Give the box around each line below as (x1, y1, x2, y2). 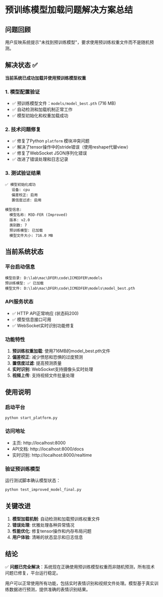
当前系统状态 (5, 248, 44, 256)
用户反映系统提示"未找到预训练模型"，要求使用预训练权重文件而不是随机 (5, 40, 150, 45)
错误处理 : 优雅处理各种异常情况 (12, 522, 74, 528)
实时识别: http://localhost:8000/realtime (12, 452, 92, 458)
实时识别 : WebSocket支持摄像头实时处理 (12, 366, 93, 372)
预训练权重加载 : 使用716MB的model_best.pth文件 (12, 348, 110, 354)
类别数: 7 (9, 223, 27, 228)
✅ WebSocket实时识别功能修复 (12, 322, 74, 328)
